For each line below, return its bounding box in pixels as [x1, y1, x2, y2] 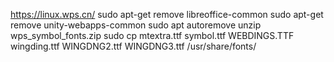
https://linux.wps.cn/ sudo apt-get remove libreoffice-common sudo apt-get [10, 9, 324, 20]
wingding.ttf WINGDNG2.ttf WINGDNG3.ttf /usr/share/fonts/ [10, 40, 257, 52]
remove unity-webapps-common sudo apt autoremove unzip [10, 19, 262, 31]
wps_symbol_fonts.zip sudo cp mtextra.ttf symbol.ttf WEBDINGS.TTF [10, 30, 295, 41]
